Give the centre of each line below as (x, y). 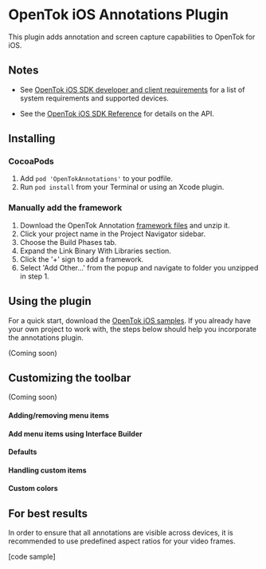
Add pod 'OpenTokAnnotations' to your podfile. (96, 179)
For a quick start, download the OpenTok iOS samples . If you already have (130, 320)
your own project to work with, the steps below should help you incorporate (133, 329)
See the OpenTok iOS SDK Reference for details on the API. (117, 113)
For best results (48, 514)
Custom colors (33, 488)
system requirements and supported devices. (94, 98)
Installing (32, 138)
